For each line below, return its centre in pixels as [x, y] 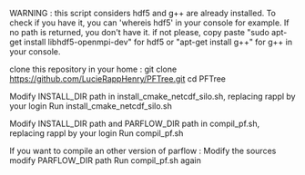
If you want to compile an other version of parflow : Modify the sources [143, 151]
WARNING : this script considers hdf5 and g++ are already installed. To [142, 13]
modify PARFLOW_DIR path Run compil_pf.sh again [106, 160]
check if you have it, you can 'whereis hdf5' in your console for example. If [149, 23]
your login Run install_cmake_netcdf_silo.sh [91, 106]
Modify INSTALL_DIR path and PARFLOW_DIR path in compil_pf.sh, [135, 123]
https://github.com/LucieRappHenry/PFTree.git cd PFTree [117, 79]
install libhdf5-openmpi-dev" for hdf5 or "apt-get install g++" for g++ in [158, 42]
